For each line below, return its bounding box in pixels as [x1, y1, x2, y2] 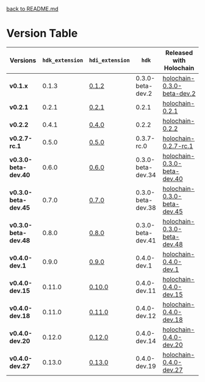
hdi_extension [88, 57, 130, 63]
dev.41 [135, 236, 157, 244]
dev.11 [135, 286, 157, 295]
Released [165, 48, 193, 57]
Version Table [6, 27, 78, 40]
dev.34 [135, 171, 157, 179]
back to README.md [6, 5, 59, 12]
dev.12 [135, 311, 157, 320]
